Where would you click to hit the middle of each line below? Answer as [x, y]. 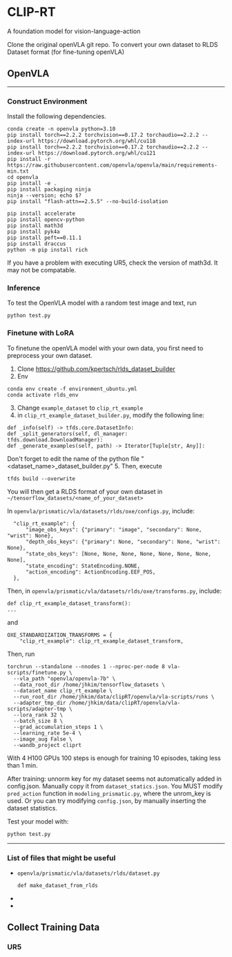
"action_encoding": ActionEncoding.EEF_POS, [90, 572]
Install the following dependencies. [57, 116]
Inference [24, 287]
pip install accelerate [41, 214]
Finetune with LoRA [41, 333]
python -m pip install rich [48, 250]
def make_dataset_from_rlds [57, 885]
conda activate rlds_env [43, 395]
